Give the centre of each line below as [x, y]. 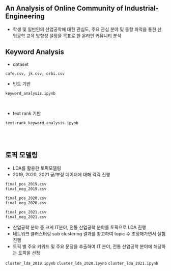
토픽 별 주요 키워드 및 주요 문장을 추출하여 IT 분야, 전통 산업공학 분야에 [82, 246]
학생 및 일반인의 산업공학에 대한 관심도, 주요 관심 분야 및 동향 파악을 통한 [84, 29]
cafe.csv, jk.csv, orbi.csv [35, 73]
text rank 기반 [27, 113]
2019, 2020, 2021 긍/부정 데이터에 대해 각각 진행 [61, 175]
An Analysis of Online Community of [64, 8]
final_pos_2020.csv [26, 198]
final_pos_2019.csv [26, 184]
